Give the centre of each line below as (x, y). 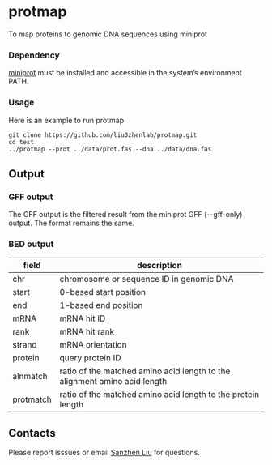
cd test (21, 142)
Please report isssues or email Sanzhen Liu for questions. (104, 453)
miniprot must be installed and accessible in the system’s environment (125, 73)
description (160, 265)
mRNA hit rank (87, 331)
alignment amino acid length (113, 381)
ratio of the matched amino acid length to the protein (159, 394)
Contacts (32, 433)
